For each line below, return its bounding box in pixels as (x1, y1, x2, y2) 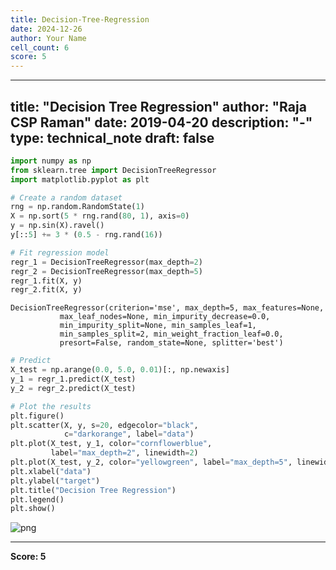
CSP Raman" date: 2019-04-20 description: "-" (10, 114, 313, 131)
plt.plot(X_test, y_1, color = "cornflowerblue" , (10, 439, 213, 449)
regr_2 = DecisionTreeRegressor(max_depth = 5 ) (10, 266, 203, 276)
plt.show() (10, 504, 56, 514)
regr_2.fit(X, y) (10, 285, 83, 295)
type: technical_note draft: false (10, 129, 215, 146)
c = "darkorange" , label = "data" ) (63, 429, 195, 440)
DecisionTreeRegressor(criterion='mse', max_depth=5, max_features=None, (10, 303, 325, 313)
